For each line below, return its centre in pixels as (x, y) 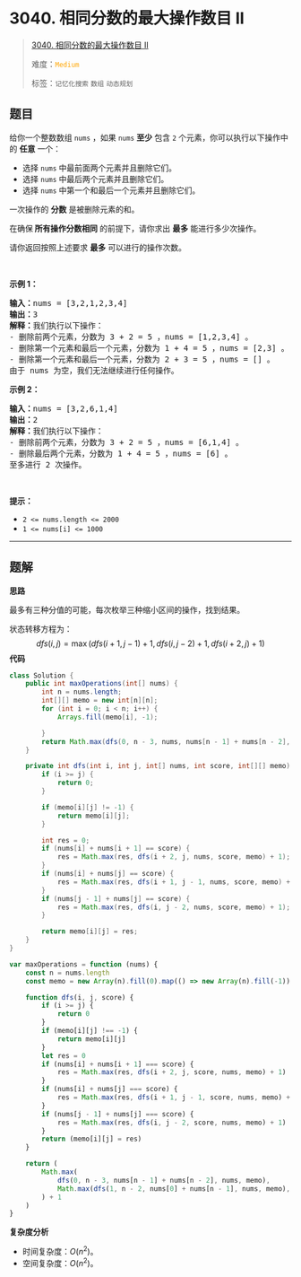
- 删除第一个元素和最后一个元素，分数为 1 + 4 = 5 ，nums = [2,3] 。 (149, 348)
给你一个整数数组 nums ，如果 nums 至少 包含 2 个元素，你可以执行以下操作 (145, 137)
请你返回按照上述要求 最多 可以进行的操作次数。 (98, 247)
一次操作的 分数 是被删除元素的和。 (74, 209)
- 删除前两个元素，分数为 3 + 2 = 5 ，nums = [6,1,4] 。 (127, 442)
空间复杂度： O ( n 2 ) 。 (60, 1262)
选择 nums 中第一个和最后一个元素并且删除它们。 (111, 190)
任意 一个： (40, 148)
